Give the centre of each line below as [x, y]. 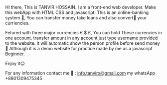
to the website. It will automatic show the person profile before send [75, 43]
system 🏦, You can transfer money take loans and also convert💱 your [76, 18]
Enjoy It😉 [15, 63]
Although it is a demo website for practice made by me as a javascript [81, 48]
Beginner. [15, 54]
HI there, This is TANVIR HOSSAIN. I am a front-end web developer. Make [81, 7]
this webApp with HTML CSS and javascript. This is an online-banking [77, 12]
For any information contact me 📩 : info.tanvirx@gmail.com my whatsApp [80, 73]
